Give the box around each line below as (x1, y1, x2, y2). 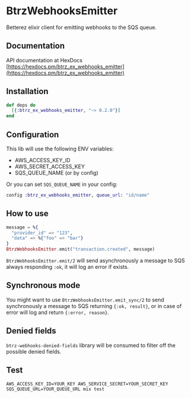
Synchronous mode (6, 280, 81, 291)
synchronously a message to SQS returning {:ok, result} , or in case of (6, 302, 182, 309)
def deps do (6, 102, 36, 108)
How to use (6, 208, 49, 219)
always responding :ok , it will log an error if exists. (6, 264, 129, 271)
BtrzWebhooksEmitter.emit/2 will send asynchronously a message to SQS (6, 257, 185, 264)
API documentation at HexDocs (6, 56, 83, 63)
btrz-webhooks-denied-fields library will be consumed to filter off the (6, 342, 176, 349)
